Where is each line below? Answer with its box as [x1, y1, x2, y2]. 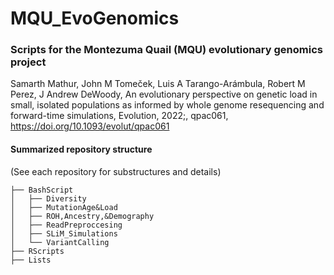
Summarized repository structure [10, 143, 153, 156]
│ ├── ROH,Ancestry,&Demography [10, 211, 155, 221]
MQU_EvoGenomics [10, 7, 180, 30]
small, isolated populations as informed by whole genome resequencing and [10, 99, 325, 111]
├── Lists [10, 255, 52, 265]
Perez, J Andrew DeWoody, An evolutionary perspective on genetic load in [10, 88, 318, 101]
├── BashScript [10, 185, 74, 195]
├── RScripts [10, 246, 65, 256]
